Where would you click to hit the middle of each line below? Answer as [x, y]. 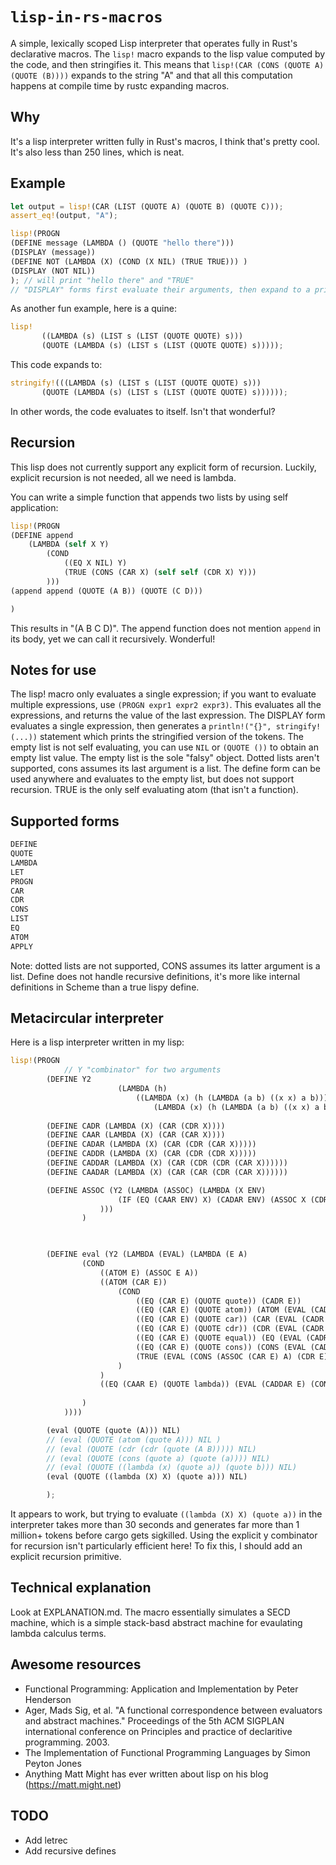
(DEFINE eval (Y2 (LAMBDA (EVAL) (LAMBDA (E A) [147, 1254]
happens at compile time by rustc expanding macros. [120, 85]
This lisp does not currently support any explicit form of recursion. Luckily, [163, 467]
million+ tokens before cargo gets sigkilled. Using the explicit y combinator [164, 1535]
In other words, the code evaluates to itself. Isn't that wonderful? [143, 411]
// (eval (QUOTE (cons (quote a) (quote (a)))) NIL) [158, 1458]
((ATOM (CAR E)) [133, 1282]
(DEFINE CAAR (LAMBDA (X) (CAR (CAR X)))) [136, 1135]
